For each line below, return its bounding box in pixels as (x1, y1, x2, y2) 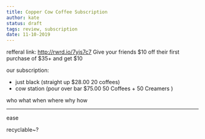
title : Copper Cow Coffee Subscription (6, 9, 108, 15)
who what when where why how (6, 97, 88, 104)
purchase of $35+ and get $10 (6, 55, 83, 62)
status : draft (6, 20, 43, 26)
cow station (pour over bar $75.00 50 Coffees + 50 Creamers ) (15, 85, 173, 92)
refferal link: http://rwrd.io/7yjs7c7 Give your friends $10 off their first (6, 48, 180, 55)
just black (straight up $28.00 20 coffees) (15, 79, 120, 86)
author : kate (6, 15, 40, 21)
